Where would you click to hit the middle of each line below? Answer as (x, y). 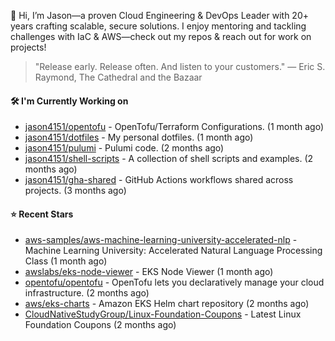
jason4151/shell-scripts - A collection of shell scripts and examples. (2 (169, 159)
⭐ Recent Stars (42, 214)
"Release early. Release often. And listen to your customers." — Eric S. (180, 66)
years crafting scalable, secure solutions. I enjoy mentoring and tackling (158, 26)
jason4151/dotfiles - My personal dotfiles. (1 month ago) (139, 137)
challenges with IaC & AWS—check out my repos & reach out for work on (161, 36)
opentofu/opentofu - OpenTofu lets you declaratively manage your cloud (174, 282)
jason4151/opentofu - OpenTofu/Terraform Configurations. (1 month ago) (174, 127)
